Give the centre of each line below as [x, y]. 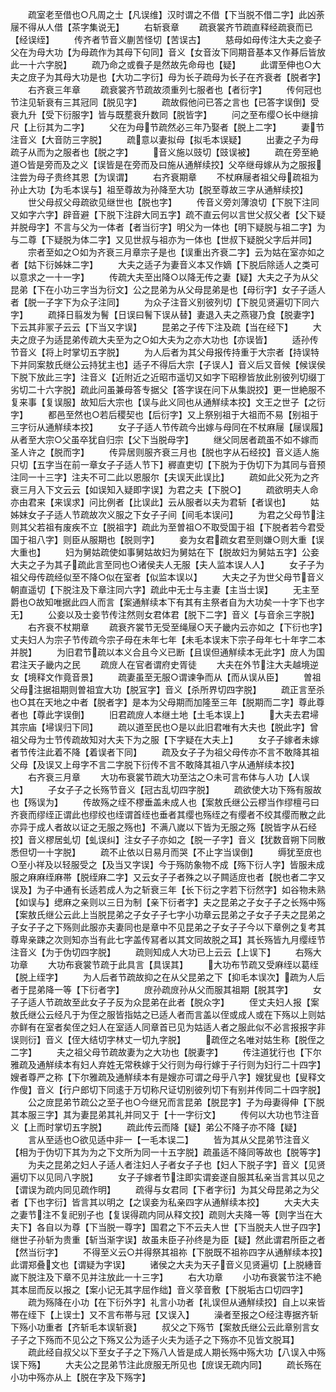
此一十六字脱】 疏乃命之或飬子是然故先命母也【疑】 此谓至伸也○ [161, 64]
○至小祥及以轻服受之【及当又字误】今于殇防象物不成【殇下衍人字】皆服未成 [167, 864]
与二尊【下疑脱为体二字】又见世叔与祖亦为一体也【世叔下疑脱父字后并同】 [163, 239]
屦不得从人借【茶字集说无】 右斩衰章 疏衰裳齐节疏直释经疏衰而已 [161, 27]
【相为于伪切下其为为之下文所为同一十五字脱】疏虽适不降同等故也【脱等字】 [168, 1152]
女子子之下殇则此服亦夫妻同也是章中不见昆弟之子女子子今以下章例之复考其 [172, 927]
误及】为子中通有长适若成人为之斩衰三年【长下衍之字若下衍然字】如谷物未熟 [168, 889]
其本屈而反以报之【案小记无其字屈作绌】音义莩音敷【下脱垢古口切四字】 [159, 1289]
